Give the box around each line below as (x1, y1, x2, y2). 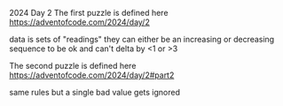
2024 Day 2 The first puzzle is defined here (9, 8, 169, 18)
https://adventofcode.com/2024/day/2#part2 (9, 70, 175, 80)
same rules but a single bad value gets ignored (9, 87, 180, 97)
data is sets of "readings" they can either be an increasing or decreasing (9, 34, 275, 44)
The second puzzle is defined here (9, 61, 137, 71)
